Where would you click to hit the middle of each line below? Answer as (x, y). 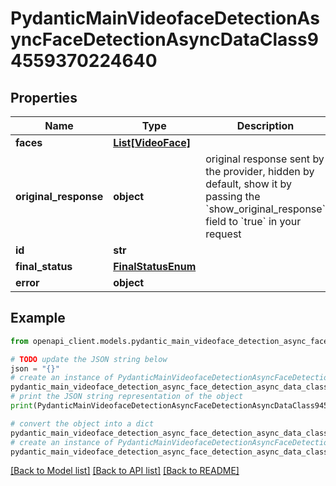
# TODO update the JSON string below (89, 359)
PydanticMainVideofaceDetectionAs (165, 18)
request (223, 234)
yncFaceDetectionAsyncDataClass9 (164, 39)
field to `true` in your (253, 221)
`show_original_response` (265, 209)
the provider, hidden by (260, 171)
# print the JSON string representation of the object (127, 397)
